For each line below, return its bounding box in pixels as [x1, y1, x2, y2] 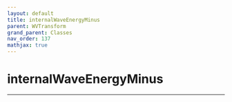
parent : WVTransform [7, 23, 67, 29]
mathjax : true [7, 42, 48, 49]
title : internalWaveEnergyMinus [7, 16, 100, 23]
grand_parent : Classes [7, 29, 72, 36]
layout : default [7, 10, 54, 17]
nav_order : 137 [7, 36, 51, 42]
